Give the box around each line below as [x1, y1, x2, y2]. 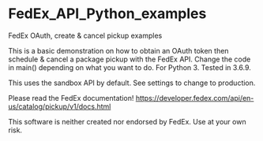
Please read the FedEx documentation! [8, 93, 134, 102]
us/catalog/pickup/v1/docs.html [8, 102, 111, 111]
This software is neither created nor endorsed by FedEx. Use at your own [8, 117, 246, 126]
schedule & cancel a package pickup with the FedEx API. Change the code [8, 54, 251, 64]
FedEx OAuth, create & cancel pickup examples [8, 31, 163, 40]
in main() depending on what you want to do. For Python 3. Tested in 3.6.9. [8, 62, 251, 72]
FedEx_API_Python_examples [8, 5, 207, 23]
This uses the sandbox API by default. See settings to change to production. [8, 78, 256, 87]
